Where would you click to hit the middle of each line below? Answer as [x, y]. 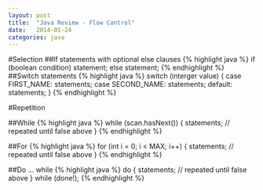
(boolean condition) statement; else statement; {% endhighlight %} [117, 68]
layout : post [29, 15]
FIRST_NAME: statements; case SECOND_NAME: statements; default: [121, 84]
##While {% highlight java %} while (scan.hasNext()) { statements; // [119, 123]
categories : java [37, 37]
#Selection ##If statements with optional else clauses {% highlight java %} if [131, 59]
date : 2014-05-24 [40, 30]
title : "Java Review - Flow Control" [71, 23]
